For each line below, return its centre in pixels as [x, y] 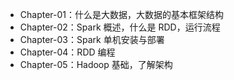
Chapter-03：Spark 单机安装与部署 [92, 39]
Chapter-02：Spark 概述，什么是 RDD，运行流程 [120, 27]
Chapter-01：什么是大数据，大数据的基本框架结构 [122, 14]
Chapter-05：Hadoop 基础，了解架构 [96, 64]
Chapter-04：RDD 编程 [67, 52]
